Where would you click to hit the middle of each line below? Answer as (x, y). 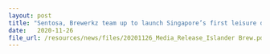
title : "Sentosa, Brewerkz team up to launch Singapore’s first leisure (133, 23)
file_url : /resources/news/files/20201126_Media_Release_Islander (122, 38)
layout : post (30, 15)
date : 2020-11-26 (41, 30)
